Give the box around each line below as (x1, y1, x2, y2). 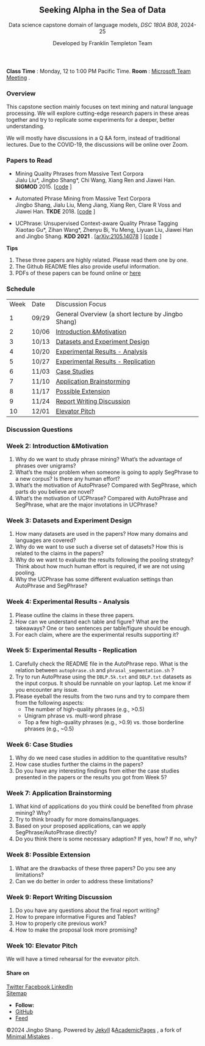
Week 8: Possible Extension (6, 850, 90, 859)
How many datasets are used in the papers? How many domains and (15, 530, 188, 538)
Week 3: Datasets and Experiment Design (6, 516, 132, 525)
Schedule (6, 284, 35, 293)
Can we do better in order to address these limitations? (15, 877, 154, 885)
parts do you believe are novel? (15, 488, 95, 495)
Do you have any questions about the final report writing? (15, 907, 160, 914)
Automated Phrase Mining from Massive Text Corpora (15, 195, 151, 202)
